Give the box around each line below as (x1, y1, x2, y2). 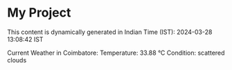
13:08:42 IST (7, 35, 44, 43)
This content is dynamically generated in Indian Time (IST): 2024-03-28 (7, 28, 213, 36)
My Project (7, 5, 71, 21)
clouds (7, 55, 27, 64)
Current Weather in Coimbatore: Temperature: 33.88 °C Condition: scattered (7, 49, 225, 57)
